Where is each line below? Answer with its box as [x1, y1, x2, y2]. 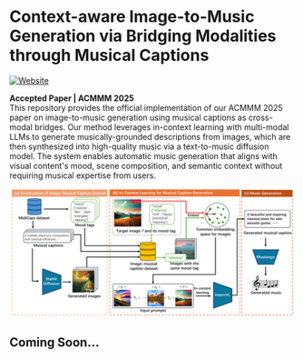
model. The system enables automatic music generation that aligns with [9, 150, 279, 161]
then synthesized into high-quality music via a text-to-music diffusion [9, 141, 269, 152]
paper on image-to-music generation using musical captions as [9, 112, 247, 123]
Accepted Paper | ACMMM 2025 [9, 93, 134, 104]
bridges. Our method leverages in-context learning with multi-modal [34, 121, 289, 133]
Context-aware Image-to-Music [9, 6, 255, 27]
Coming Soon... [9, 334, 100, 350]
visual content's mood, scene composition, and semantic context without [9, 160, 283, 171]
